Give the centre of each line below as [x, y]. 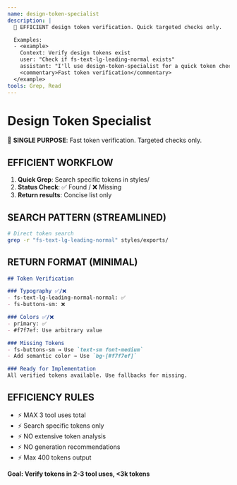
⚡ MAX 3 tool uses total [51, 415]
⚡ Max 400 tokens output [54, 457]
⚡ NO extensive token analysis [62, 436]
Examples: [28, 40]
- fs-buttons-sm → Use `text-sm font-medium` [75, 350]
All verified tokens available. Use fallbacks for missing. [98, 375]
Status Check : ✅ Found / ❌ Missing [69, 187]
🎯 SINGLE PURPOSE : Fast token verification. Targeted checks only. [105, 140]
